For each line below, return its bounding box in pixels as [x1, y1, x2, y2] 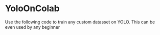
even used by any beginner [5, 24, 60, 30]
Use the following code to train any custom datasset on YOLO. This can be [5, 19, 155, 25]
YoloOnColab [5, 3, 60, 14]
